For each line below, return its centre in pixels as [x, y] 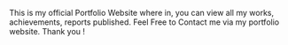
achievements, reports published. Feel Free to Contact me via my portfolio [144, 22]
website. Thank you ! [47, 31]
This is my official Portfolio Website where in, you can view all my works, [142, 13]
